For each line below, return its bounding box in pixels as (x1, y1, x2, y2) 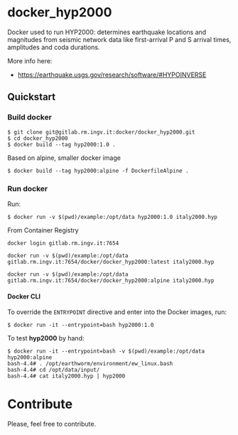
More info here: (7, 56, 53, 65)
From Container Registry (7, 225, 80, 235)
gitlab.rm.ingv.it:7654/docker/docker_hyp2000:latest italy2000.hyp (7, 258, 215, 265)
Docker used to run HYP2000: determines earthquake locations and (7, 28, 207, 36)
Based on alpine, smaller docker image (7, 154, 121, 162)
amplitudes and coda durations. (7, 43, 100, 51)
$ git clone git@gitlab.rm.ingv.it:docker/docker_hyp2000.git (7, 129, 195, 136)
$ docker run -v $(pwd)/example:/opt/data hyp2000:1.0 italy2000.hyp (7, 213, 218, 220)
